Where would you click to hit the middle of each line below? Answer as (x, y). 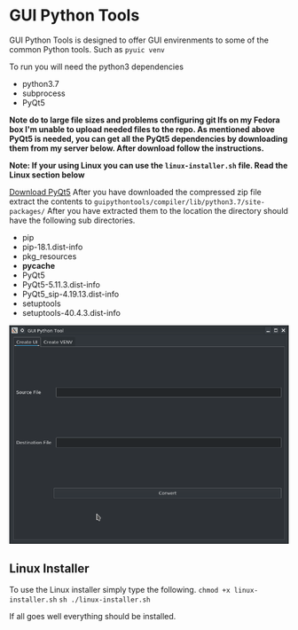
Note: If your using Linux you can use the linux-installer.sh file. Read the (149, 165)
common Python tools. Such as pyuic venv (87, 49)
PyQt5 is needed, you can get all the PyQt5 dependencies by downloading (149, 138)
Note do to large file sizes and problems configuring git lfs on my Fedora (145, 120)
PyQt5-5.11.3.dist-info (61, 284)
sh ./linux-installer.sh (105, 600)
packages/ (27, 211)
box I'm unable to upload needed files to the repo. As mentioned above (142, 129)
